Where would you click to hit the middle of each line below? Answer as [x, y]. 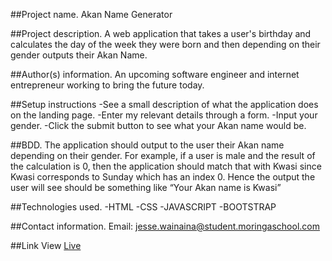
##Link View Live [46, 245]
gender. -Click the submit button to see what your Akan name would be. [158, 125]
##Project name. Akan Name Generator [91, 14]
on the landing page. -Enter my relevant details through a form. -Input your [164, 115]
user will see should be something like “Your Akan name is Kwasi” [146, 187]
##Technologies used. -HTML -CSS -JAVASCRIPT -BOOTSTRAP [143, 207]
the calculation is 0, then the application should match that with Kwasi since [166, 166]
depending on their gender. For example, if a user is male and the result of [163, 155]
